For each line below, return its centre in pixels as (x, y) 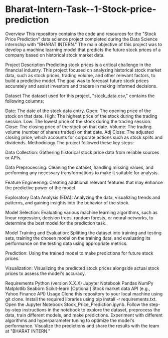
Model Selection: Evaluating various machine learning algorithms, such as (81, 212)
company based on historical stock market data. (55, 55)
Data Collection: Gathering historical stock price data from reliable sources (82, 152)
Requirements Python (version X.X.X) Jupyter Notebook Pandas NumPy (79, 283)
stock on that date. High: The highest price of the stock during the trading (81, 116)
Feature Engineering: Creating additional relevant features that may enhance (84, 182)
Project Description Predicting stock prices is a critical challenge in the (78, 65)
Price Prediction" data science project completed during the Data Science (81, 39)
